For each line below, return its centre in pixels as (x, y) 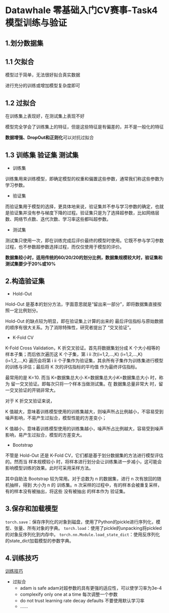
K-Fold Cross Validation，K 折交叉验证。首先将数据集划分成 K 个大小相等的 (83, 348)
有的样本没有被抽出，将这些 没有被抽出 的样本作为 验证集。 (67, 491)
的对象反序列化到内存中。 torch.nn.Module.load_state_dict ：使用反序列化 (82, 534)
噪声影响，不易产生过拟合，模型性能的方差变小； (56, 418)
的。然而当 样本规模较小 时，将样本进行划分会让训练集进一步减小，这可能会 (83, 461)
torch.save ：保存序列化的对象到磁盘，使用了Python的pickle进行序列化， (81, 522)
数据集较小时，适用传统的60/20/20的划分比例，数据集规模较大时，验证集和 (84, 258)
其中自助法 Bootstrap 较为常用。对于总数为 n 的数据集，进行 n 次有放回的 (81, 478)
